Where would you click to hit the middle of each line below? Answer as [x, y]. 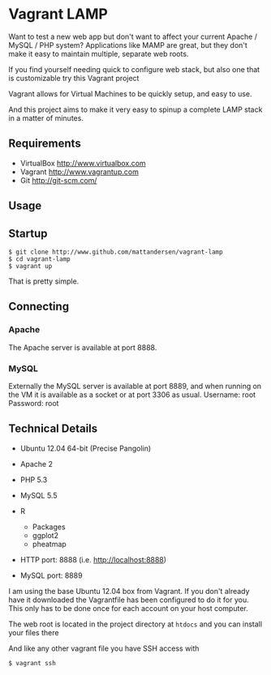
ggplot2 [45, 535]
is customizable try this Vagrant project [74, 78]
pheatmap [49, 544]
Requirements [45, 144]
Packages [49, 527]
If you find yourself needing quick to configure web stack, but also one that [134, 69]
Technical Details [53, 429]
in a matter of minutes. [46, 117]
